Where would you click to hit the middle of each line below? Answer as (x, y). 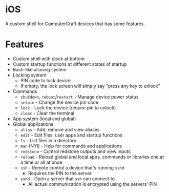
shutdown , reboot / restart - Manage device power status (79, 97)
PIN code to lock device (45, 80)
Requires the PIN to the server (60, 173)
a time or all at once (41, 162)
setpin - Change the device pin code (59, 102)
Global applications (33, 124)
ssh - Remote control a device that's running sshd (72, 167)
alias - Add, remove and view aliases (60, 129)
